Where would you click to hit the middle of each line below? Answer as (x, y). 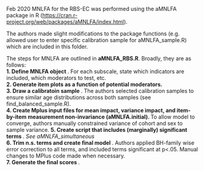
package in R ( (24, 15)
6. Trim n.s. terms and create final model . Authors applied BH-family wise (100, 143)
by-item (16, 117)
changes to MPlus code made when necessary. (66, 156)
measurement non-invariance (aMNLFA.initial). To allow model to (111, 117)
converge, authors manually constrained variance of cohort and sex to (94, 123)
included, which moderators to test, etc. (56, 78)
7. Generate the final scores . (43, 162)
